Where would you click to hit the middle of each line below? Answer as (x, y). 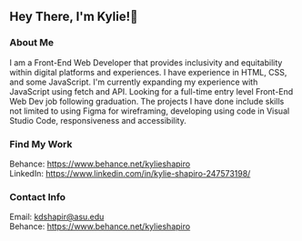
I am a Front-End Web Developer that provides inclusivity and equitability (146, 62)
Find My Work (41, 144)
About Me (32, 43)
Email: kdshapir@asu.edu (57, 217)
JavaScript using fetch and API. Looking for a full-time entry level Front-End (151, 91)
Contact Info (38, 196)
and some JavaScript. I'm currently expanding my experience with (134, 82)
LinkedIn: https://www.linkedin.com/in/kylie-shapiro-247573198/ (130, 173)
